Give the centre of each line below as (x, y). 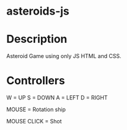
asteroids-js (38, 11)
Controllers (36, 81)
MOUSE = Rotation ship (36, 110)
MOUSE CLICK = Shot (34, 121)
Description (37, 39)
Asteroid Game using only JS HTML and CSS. (64, 56)
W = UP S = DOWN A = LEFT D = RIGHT (57, 98)
